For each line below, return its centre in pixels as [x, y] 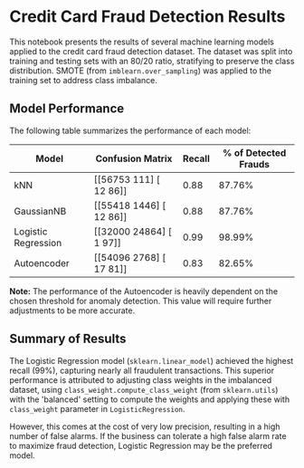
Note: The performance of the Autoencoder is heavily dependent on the [144, 291]
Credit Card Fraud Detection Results [147, 17]
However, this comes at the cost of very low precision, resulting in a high [145, 426]
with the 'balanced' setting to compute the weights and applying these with [150, 399]
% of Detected [254, 153]
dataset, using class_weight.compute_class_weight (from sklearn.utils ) [144, 389]
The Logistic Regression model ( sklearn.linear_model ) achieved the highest [152, 360]
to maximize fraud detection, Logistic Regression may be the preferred [141, 445]
